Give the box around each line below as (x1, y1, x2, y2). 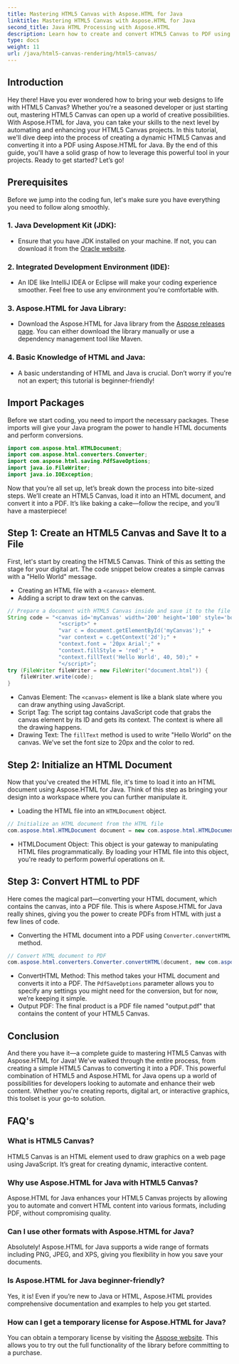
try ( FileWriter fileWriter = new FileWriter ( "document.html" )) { (7, 666, 208, 674)
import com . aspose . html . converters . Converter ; (7, 451, 148, 459)
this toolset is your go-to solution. (7, 1094, 106, 1103)
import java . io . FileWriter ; (7, 464, 91, 471)
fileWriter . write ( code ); (20, 673, 94, 681)
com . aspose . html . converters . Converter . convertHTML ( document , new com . (7, 959, 221, 966)
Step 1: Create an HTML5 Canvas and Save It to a (7, 527, 227, 539)
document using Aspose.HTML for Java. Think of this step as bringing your (7, 785, 228, 794)
